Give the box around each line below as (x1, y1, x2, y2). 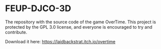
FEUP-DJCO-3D (5, 3, 71, 14)
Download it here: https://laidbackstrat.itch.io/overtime (5, 38, 116, 44)
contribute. (5, 29, 27, 35)
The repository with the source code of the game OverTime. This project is (5, 19, 156, 25)
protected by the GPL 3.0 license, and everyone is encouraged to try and (5, 24, 153, 30)
